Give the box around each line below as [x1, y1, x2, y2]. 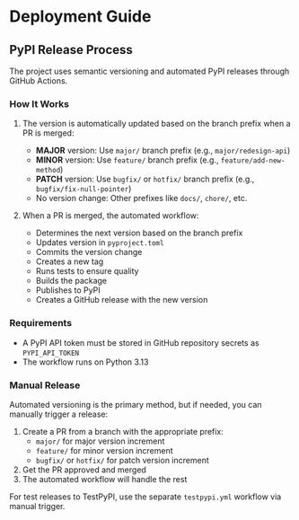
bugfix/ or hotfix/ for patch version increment [35, 454, 209, 465]
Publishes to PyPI [35, 285, 101, 295]
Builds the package [35, 276, 108, 286]
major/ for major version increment [35, 436, 165, 446]
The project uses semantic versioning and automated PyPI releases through [9, 66, 290, 76]
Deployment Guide [9, 6, 152, 27]
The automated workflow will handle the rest [22, 473, 188, 484]
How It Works [9, 97, 70, 110]
